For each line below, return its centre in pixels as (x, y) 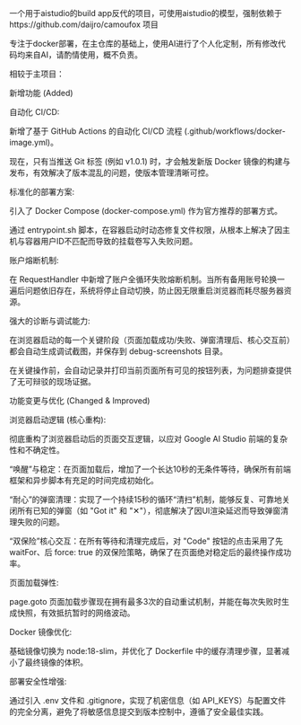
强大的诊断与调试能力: (50, 321)
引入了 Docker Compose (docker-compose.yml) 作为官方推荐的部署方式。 (146, 211)
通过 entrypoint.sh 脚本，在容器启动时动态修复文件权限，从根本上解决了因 (146, 230)
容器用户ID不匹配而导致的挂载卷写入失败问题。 (111, 241)
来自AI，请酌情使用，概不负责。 (84, 55)
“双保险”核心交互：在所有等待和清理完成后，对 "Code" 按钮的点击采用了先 (146, 541)
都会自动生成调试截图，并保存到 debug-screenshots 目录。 (119, 351)
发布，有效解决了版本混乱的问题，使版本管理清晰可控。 (111, 172)
